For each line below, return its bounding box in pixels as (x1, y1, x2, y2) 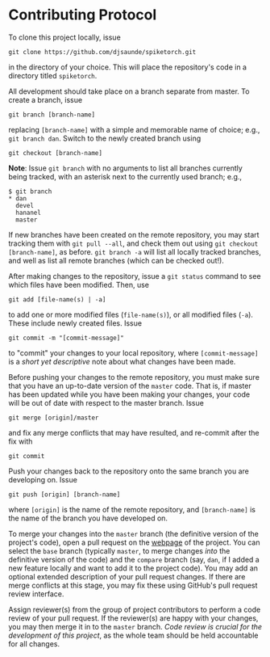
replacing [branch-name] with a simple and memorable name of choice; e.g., (8, 124, 260, 134)
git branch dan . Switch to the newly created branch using (8, 133, 201, 143)
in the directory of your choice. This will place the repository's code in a (8, 62, 247, 72)
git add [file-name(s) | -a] (8, 295, 106, 304)
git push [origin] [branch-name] (8, 491, 121, 499)
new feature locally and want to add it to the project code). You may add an (8, 563, 259, 573)
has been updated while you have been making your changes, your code (8, 390, 251, 399)
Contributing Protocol (8, 6, 157, 24)
